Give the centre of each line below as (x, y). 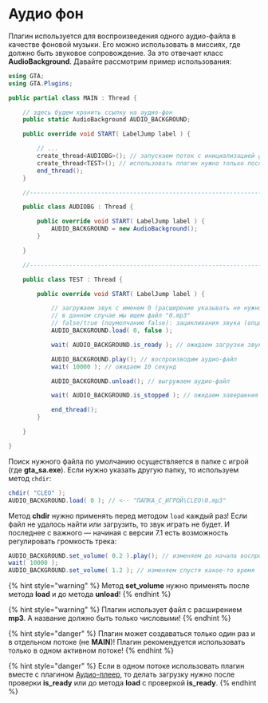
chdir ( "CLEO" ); (37, 493)
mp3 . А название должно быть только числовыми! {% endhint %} (120, 618)
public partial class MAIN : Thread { (73, 98)
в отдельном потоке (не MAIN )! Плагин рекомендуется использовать (127, 642)
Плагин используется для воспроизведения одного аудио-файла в (122, 36)
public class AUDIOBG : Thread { (78, 207)
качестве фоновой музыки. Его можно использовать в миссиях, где (124, 44)
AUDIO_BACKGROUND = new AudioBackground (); (124, 229)
